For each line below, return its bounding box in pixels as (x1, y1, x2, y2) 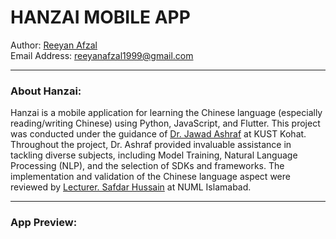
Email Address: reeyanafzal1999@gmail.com (10, 49, 194, 61)
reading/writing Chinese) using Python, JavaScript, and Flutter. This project (10, 117, 321, 130)
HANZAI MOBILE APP (10, 6, 191, 29)
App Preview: (10, 216, 78, 230)
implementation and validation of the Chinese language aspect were (10, 171, 291, 183)
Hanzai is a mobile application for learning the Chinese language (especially (10, 107, 323, 119)
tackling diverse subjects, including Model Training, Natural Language (10, 149, 298, 161)
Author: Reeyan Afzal (10, 39, 98, 51)
